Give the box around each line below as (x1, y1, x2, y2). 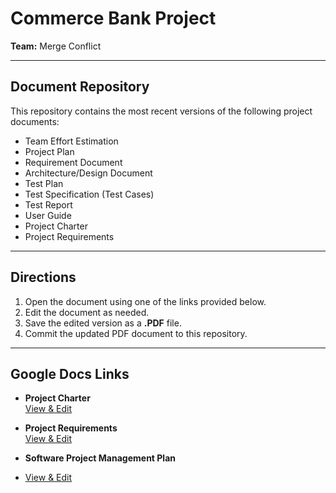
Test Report (24, 198, 73, 211)
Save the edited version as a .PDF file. (24, 317, 182, 329)
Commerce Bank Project (10, 7, 217, 30)
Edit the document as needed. (24, 306, 150, 318)
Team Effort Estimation (24, 135, 119, 147)
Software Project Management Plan (24, 452, 176, 464)
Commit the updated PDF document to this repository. (24, 327, 248, 339)
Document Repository (10, 78, 150, 96)
